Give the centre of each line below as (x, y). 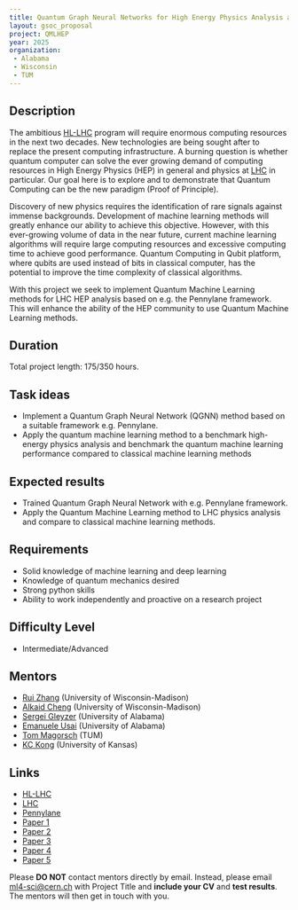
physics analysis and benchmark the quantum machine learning (167, 444)
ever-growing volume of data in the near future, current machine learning (143, 234)
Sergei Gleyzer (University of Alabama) (94, 717)
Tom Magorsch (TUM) (63, 735)
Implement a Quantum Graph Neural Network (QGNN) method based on (153, 416)
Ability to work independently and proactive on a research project (142, 599)
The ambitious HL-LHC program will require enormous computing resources (148, 132)
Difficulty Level (52, 628)
